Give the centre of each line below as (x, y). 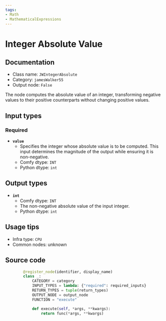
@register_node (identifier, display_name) (68, 272)
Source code (25, 260)
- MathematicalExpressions (33, 19)
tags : (11, 10)
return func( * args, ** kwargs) (72, 313)
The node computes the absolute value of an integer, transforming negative (83, 95)
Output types (26, 183)
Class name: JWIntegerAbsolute (45, 74)
